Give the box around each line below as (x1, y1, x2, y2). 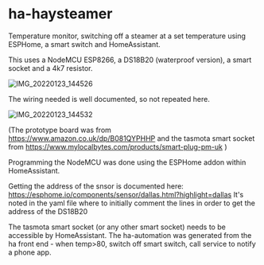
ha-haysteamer (8, 5, 113, 23)
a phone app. (8, 247, 52, 257)
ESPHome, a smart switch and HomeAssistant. (8, 39, 161, 49)
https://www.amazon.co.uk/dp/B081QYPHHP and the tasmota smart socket (8, 133, 255, 143)
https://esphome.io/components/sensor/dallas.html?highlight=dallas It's (8, 189, 244, 199)
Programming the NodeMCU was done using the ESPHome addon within (8, 157, 247, 167)
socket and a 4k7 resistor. (8, 63, 93, 72)
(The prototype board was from (8, 125, 111, 134)
